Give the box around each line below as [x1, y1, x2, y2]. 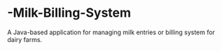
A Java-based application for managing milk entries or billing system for [7, 28, 216, 36]
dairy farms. [7, 35, 43, 43]
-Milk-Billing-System [7, 5, 132, 21]
